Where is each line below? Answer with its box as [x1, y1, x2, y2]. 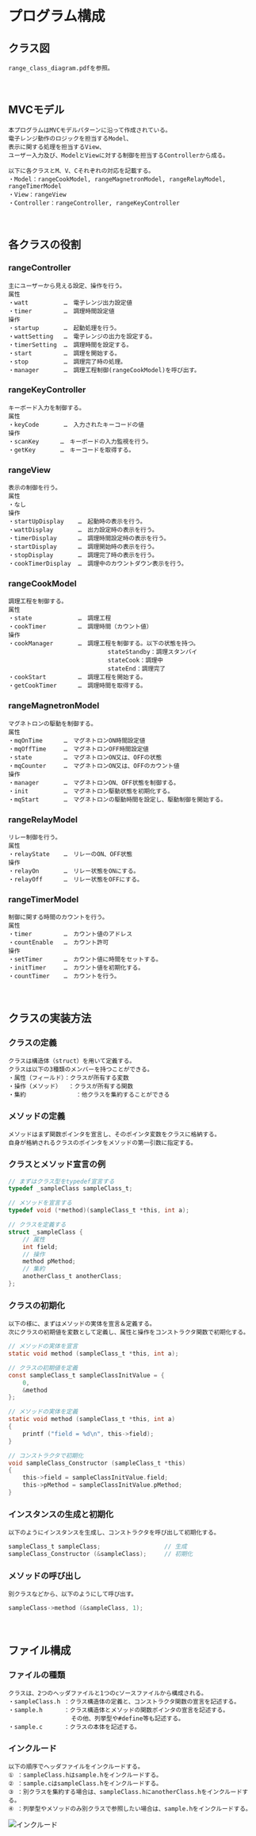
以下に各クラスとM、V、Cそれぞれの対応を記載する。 [8, 167, 155, 175]
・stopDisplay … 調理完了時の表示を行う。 [8, 551, 159, 559]
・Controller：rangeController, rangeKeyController [8, 199, 180, 207]
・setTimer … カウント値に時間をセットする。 [8, 955, 162, 964]
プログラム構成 [8, 7, 105, 25]
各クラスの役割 [8, 238, 82, 252]
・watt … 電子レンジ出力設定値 [8, 298, 133, 306]
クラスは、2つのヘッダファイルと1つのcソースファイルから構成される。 [8, 1689, 208, 1697]
